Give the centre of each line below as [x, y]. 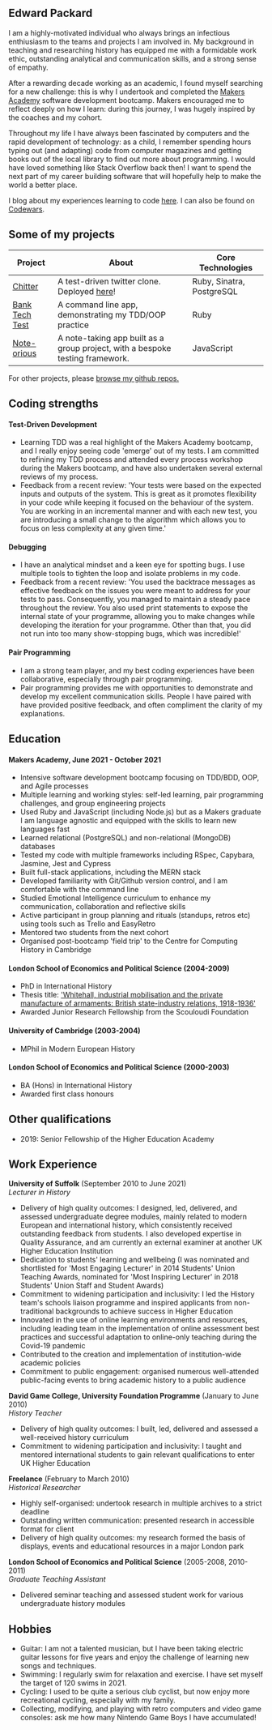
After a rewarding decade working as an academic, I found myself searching [136, 83]
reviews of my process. [59, 476]
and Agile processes [54, 786]
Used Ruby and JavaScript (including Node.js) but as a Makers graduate [140, 812]
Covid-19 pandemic [53, 1346]
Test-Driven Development [53, 424]
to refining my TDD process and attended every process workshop [132, 459]
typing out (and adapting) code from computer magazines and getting [125, 150]
